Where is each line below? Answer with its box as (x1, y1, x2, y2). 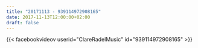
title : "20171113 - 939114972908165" (6, 8, 101, 15)
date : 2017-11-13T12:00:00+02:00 (6, 14, 91, 20)
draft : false (6, 20, 39, 25)
